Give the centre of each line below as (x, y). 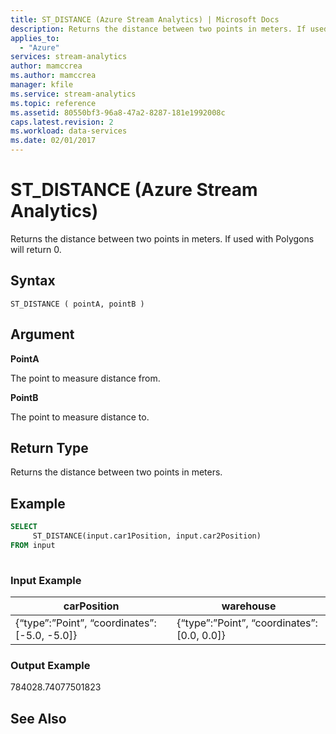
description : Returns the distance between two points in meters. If (158, 29)
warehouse (249, 606)
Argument (42, 334)
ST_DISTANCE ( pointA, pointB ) (77, 304)
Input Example (46, 580)
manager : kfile (42, 85)
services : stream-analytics (69, 57)
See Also (38, 718)
